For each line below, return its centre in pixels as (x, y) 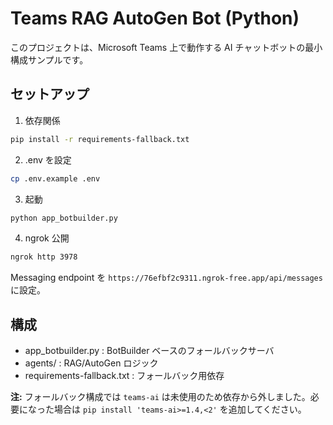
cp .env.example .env (55, 178)
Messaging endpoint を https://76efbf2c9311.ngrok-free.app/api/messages (166, 278)
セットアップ (50, 94)
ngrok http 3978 (44, 257)
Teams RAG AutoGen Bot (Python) (155, 18)
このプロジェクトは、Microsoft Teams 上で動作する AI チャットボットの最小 (166, 47)
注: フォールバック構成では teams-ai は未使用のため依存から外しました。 (160, 397)
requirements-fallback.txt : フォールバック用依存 (124, 376)
